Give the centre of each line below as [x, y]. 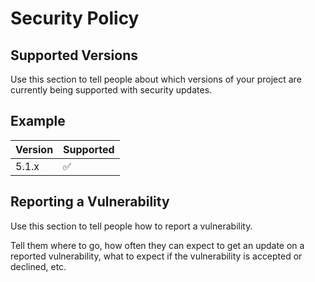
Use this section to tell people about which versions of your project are [156, 79]
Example [38, 121]
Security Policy [75, 18]
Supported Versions [74, 55]
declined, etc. [38, 266]
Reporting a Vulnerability [90, 202]
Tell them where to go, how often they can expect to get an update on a [157, 245]
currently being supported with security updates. [111, 90]
